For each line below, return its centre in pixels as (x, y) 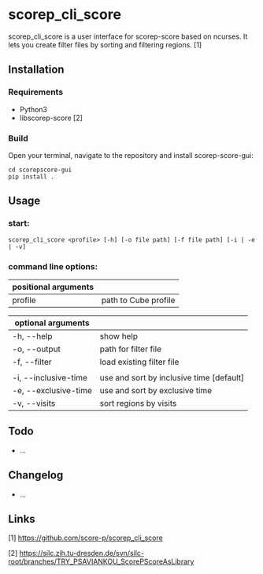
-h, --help (32, 336)
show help (119, 336)
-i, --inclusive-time (50, 377)
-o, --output (37, 349)
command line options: (53, 266)
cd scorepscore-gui (40, 170)
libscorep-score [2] (51, 118)
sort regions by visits (138, 403)
